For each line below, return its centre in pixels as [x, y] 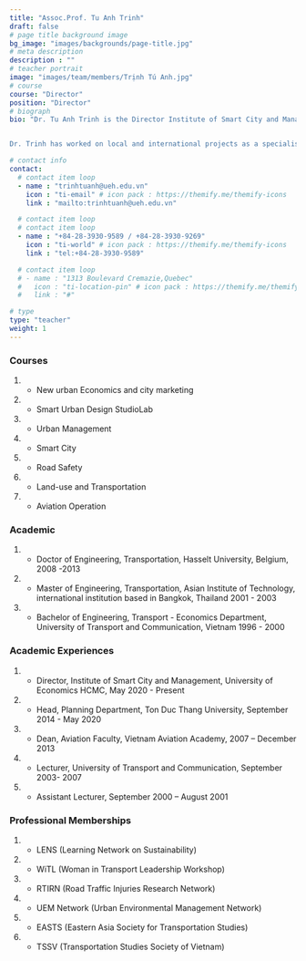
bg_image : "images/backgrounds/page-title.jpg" [102, 43]
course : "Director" [46, 94]
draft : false [34, 26]
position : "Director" [51, 103]
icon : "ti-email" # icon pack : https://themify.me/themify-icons [156, 194]
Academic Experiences [62, 651]
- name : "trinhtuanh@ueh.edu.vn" [83, 186]
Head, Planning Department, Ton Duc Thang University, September [162, 709]
